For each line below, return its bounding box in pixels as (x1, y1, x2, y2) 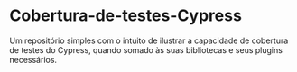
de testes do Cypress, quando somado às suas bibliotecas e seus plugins (9, 44, 283, 55)
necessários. (9, 54, 57, 65)
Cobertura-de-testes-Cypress (9, 5, 242, 26)
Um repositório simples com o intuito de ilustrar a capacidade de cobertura (9, 35, 289, 46)
